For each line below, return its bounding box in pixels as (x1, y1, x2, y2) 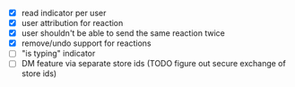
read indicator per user (21, 8, 107, 18)
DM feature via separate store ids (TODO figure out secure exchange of (21, 58, 286, 69)
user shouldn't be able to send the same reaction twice (21, 28, 225, 39)
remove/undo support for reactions (21, 38, 152, 48)
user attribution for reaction (21, 18, 124, 29)
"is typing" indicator (21, 48, 96, 59)
